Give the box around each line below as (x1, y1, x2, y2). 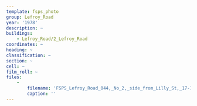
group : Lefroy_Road (6, 14, 54, 20)
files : (6, 74, 22, 80)
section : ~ (6, 58, 33, 64)
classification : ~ (6, 52, 51, 58)
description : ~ (6, 25, 43, 31)
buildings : (6, 31, 33, 37)
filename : (27, 85, 51, 91)
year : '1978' (6, 19, 38, 25)
